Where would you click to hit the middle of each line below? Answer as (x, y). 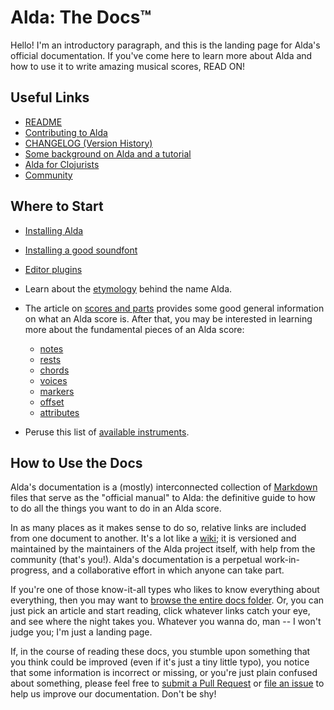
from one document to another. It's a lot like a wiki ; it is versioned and (153, 538)
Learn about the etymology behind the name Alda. (128, 288)
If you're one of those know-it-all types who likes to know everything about (165, 590)
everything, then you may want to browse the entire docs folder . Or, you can (167, 600)
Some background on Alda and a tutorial (108, 153)
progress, (30, 570)
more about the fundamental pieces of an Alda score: (134, 329)
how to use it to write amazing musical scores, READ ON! (128, 66)
